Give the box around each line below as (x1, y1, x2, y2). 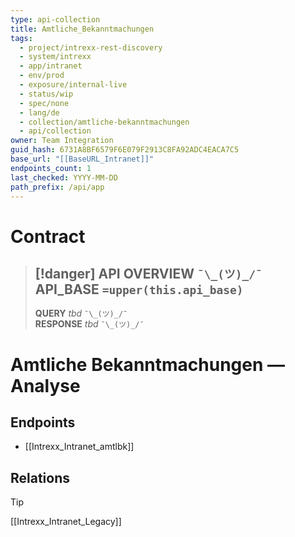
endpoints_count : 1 (10, 163, 92, 173)
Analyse (10, 374, 81, 397)
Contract (10, 225, 86, 248)
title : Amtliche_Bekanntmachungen (10, 24, 155, 34)
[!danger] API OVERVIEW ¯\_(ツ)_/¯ (34, 265, 263, 282)
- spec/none (19, 98, 70, 108)
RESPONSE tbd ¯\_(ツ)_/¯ (34, 318, 145, 330)
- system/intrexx (19, 52, 92, 62)
